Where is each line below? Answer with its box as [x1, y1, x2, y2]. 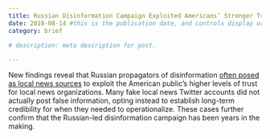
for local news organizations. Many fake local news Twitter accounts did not [8, 88, 260, 97]
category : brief [8, 27, 63, 35]
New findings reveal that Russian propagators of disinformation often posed [8, 70, 260, 80]
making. [8, 121, 35, 131]
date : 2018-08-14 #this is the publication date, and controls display [8, 19, 253, 27]
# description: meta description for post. [8, 41, 157, 49]
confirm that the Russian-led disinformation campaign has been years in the [8, 113, 260, 123]
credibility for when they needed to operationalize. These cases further [8, 104, 244, 114]
